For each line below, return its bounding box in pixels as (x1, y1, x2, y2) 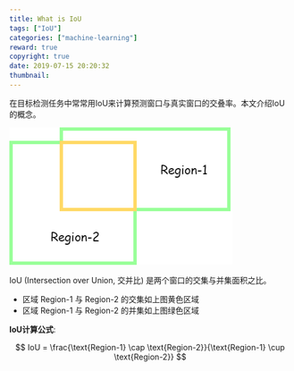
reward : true (9, 43, 58, 52)
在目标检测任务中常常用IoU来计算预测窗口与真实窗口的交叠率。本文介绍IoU (9, 97, 286, 108)
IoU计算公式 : (9, 324, 56, 334)
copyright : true (9, 52, 70, 62)
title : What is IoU (9, 14, 82, 23)
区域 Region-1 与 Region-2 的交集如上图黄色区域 (21, 293, 199, 304)
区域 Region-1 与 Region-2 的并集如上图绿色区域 (21, 305, 199, 316)
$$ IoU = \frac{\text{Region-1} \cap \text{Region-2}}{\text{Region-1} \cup (14, 341, 286, 352)
